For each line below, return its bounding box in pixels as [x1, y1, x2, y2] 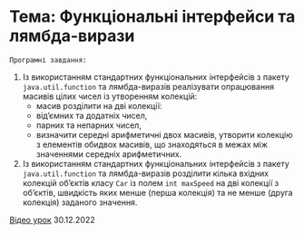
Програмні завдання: [9, 55, 88, 64]
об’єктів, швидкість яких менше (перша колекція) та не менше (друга [22, 187, 293, 198]
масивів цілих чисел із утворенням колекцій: [22, 91, 198, 102]
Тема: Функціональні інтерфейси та [9, 6, 296, 27]
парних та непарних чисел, [35, 120, 142, 131]
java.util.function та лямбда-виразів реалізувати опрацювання [22, 81, 275, 92]
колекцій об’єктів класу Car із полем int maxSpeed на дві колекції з [22, 177, 279, 188]
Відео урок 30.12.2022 [9, 214, 95, 225]
